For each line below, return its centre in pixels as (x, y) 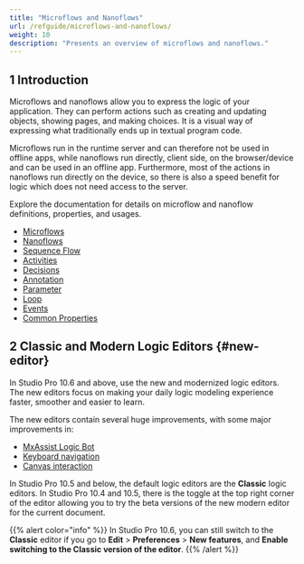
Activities (40, 260)
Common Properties (60, 318)
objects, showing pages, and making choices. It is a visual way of (131, 121)
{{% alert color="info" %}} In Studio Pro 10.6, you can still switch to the (142, 530)
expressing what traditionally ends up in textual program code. (126, 131)
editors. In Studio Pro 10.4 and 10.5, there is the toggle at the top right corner (152, 493)
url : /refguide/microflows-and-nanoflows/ (90, 26)
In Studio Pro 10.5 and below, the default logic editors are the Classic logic (148, 483)
